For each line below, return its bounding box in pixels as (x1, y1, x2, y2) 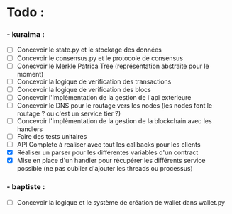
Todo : (6, 4, 45, 21)
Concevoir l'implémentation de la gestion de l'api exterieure (16, 93, 192, 101)
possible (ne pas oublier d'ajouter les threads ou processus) (16, 164, 193, 173)
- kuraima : (6, 30, 45, 40)
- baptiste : (6, 182, 45, 192)
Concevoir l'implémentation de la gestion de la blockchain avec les (16, 116, 212, 125)
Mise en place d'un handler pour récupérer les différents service (16, 157, 206, 165)
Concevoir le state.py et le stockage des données (16, 45, 162, 54)
